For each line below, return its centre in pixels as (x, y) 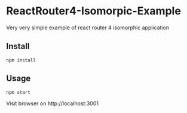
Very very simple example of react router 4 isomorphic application (88, 28)
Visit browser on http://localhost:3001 (52, 103)
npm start (19, 92)
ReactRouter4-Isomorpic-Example (93, 11)
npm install (21, 60)
